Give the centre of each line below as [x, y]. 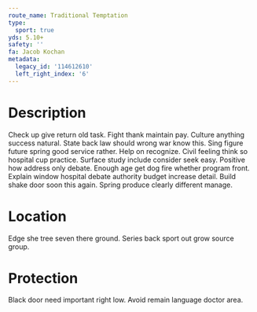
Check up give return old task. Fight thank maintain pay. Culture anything [127, 134]
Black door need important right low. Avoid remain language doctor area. [126, 300]
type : [17, 23]
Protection [43, 278]
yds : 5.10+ [26, 37]
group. [19, 246]
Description [47, 113]
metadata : [24, 60]
